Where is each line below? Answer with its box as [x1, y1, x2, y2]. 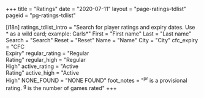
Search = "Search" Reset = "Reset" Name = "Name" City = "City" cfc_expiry [6, 37, 198, 43]
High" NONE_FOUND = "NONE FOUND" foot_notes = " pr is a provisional [6, 76, 187, 84]
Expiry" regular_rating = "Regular [6, 50, 89, 57]
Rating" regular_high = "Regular [6, 56, 86, 63]
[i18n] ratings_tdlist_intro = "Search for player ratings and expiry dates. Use [6, 24, 195, 31]
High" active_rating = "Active [6, 62, 79, 70]
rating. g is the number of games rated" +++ [6, 83, 117, 91]
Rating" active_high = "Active [6, 69, 80, 76]
